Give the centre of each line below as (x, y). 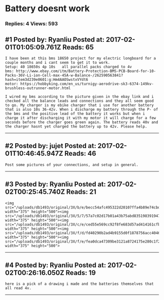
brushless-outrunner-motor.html (38, 88)
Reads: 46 (80, 154)
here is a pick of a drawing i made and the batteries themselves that (79, 284)
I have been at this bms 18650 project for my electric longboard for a (81, 58)
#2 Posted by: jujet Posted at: (51, 146)
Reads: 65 (78, 47)
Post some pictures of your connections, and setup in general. (72, 165)
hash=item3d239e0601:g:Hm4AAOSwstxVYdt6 (47, 79)
